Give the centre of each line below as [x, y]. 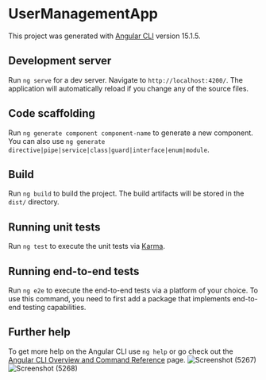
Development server [60, 61]
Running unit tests [54, 227]
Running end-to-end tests [74, 271]
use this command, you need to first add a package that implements [120, 299]
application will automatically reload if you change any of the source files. [128, 88]
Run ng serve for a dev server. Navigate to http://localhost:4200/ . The [126, 79]
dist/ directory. [34, 202]
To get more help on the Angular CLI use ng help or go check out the [121, 351]
